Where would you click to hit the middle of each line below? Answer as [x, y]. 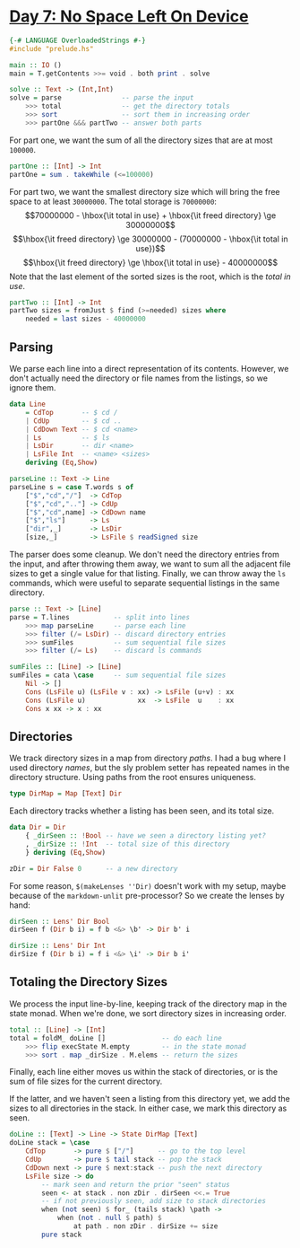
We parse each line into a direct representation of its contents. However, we [149, 369]
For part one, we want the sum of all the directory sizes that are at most [141, 140]
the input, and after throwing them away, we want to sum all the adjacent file [150, 564]
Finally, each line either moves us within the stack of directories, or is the [144, 1072]
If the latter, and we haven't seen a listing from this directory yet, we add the [150, 1099]
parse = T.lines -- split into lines [100, 617]
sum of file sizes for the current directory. [86, 1081]
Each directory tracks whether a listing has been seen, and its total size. [142, 811]
